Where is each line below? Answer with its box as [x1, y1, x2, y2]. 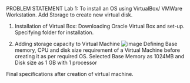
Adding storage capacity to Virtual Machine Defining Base [14, 41, 178, 47]
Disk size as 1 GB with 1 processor [14, 59, 97, 66]
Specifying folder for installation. [14, 29, 94, 36]
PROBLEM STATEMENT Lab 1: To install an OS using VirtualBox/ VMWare [6, 5, 183, 12]
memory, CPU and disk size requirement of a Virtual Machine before [14, 47, 181, 54]
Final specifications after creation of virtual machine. [6, 71, 134, 77]
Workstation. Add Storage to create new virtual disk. [6, 11, 133, 18]
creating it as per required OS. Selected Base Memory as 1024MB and [14, 53, 185, 59]
